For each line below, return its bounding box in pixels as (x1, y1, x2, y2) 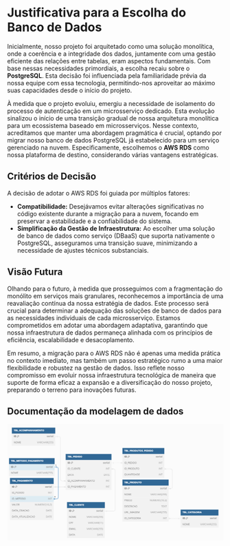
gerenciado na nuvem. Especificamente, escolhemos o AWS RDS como (7, 143, 209, 151)
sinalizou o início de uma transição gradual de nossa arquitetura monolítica (7, 114, 219, 122)
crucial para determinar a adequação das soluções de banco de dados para (7, 306, 222, 315)
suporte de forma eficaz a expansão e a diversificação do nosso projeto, (7, 378, 213, 386)
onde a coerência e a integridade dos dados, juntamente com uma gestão (7, 50, 216, 58)
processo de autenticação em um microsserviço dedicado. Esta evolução (7, 107, 215, 115)
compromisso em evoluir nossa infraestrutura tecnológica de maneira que (7, 370, 216, 379)
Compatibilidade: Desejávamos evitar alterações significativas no (16, 202, 205, 211)
